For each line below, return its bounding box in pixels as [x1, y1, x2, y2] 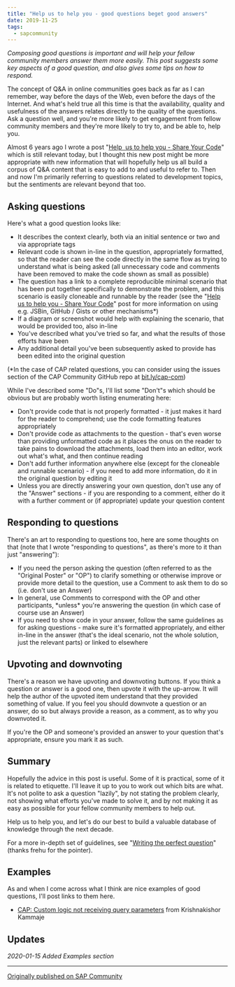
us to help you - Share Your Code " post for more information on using [17, 300, 218, 308]
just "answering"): [7, 550, 59, 559]
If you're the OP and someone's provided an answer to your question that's [7, 727, 224, 736]
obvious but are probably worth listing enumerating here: [7, 393, 171, 402]
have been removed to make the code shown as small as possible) [17, 270, 210, 279]
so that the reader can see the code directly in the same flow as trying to [17, 255, 227, 263]
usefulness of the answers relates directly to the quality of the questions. [7, 107, 218, 115]
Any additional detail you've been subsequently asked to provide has [17, 344, 216, 353]
